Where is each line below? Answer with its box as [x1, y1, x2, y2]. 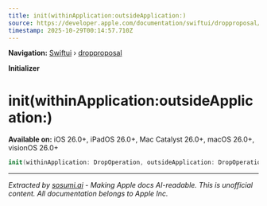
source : [8, 19, 34, 27]
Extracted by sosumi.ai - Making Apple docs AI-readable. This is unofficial [8, 181, 253, 190]
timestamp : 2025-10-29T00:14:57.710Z [8, 26, 133, 34]
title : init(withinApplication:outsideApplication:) [8, 11, 187, 20]
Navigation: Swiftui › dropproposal [8, 49, 122, 58]
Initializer [8, 64, 40, 73]
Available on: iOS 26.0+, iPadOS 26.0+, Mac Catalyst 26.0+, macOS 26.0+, [8, 134, 255, 144]
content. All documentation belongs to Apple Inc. [8, 189, 168, 199]
